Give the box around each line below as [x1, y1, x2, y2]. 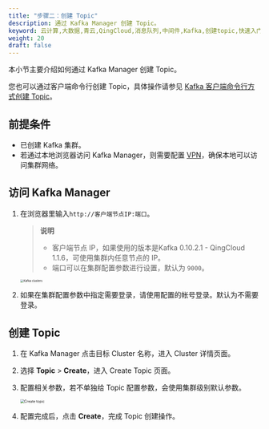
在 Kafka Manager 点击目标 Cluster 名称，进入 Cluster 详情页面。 [19, 348, 235, 358]
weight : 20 [8, 34, 45, 42]
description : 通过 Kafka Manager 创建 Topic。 [8, 19, 160, 27]
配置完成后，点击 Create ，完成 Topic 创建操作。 [19, 411, 180, 421]
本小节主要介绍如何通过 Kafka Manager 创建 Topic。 [8, 65, 182, 75]
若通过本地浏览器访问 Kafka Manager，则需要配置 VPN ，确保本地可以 [19, 150, 251, 160]
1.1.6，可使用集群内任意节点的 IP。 [51, 253, 166, 262]
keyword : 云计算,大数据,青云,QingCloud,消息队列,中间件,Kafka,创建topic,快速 [8, 26, 251, 34]
